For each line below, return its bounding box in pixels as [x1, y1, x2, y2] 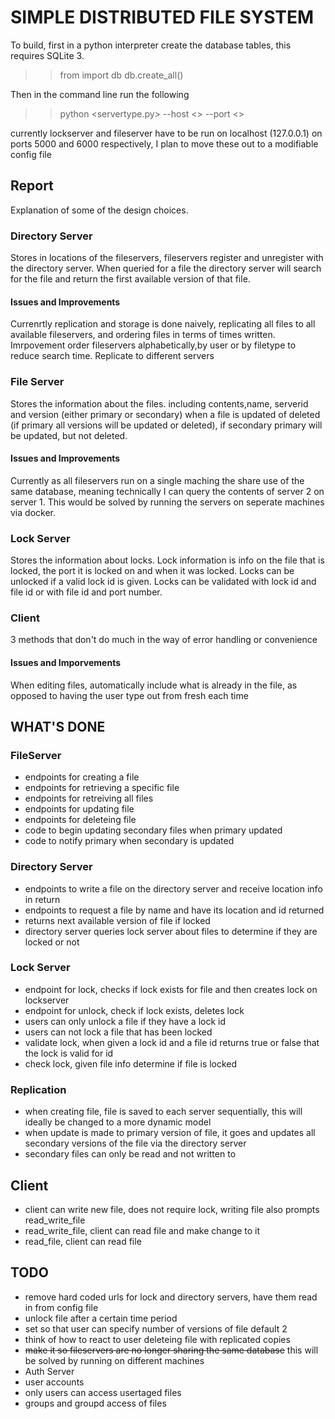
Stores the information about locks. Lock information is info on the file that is [10, 554, 325, 566]
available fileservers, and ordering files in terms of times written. [10, 329, 276, 341]
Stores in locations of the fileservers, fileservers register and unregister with [10, 252, 324, 264]
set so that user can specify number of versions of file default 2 [24, 1322, 288, 1335]
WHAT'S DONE [10, 718, 106, 735]
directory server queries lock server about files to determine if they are [24, 925, 318, 937]
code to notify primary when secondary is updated [24, 835, 235, 847]
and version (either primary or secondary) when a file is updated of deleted [10, 408, 321, 420]
